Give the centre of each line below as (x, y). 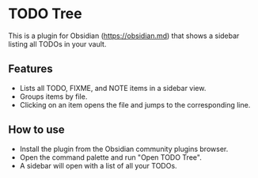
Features (30, 69)
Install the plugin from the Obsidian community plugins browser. (124, 149)
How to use (36, 130)
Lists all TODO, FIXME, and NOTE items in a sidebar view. (113, 88)
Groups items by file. (53, 97)
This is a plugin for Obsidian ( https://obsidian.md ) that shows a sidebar (124, 36)
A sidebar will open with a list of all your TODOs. (98, 165)
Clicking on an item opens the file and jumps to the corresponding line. (135, 104)
